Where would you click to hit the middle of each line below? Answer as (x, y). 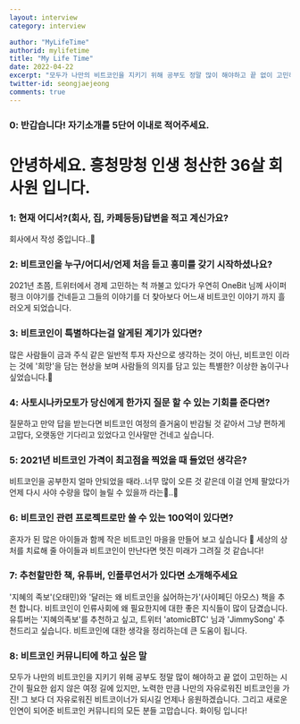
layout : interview (43, 17)
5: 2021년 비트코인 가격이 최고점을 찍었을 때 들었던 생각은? (128, 460)
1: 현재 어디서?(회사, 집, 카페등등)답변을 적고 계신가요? (119, 217)
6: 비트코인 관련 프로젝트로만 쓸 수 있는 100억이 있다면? (121, 518)
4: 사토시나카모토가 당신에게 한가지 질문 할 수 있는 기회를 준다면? (140, 402)
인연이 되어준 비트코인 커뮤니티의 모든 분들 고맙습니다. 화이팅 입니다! (128, 711)
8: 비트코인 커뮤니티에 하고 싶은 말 (78, 656)
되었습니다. (52, 308)
